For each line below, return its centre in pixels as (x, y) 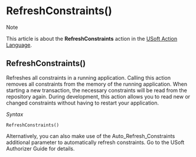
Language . (19, 45)
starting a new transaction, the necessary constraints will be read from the (97, 90)
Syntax (15, 114)
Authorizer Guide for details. (40, 148)
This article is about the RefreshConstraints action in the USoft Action (92, 38)
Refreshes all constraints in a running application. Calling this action (89, 77)
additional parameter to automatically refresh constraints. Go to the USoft (95, 142)
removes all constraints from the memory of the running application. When (97, 84)
